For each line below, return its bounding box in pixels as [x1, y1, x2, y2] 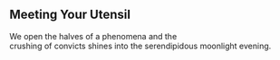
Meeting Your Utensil [9, 7, 131, 22]
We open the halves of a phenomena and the [9, 30, 178, 41]
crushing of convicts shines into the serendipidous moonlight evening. [9, 40, 272, 51]
